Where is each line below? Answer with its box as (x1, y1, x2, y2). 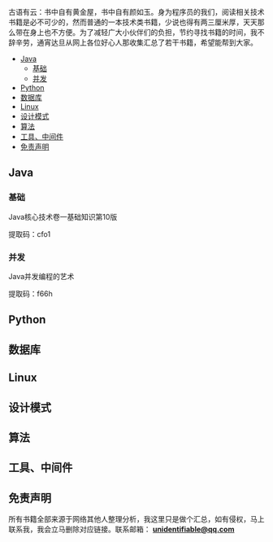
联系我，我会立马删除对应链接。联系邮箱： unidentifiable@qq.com (8, 524, 235, 535)
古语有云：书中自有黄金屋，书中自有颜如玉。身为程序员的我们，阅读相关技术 (8, 7, 265, 16)
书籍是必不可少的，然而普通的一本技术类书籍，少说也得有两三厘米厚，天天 (8, 17, 258, 27)
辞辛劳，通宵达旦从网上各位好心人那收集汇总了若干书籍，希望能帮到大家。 (8, 37, 258, 47)
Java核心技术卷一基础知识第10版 (8, 212, 118, 221)
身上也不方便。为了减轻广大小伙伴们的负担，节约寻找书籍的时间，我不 (29, 28, 265, 37)
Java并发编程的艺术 (8, 271, 75, 281)
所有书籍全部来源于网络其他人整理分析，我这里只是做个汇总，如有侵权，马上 (8, 514, 265, 524)
